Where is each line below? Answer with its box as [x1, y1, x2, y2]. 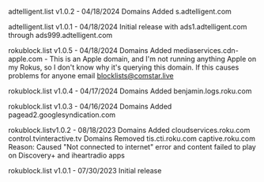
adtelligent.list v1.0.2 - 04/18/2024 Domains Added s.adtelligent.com [8, 7, 232, 16]
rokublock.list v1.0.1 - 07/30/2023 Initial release [8, 166, 162, 175]
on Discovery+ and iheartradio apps [8, 150, 125, 160]
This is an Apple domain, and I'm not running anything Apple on [49, 55, 257, 63]
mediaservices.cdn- [173, 46, 239, 55]
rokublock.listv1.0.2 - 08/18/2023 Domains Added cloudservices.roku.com [8, 126, 251, 135]
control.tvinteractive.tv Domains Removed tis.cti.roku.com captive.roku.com [8, 134, 255, 143]
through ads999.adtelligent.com [8, 31, 113, 40]
